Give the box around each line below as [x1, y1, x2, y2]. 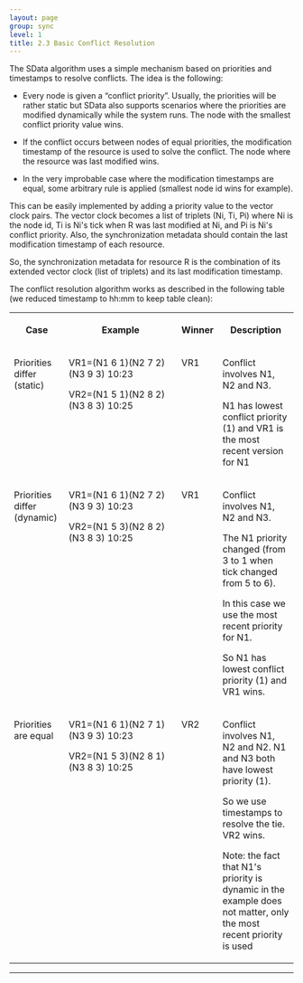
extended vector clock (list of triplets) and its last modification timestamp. [9, 266, 283, 277]
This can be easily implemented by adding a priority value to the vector [9, 201, 274, 212]
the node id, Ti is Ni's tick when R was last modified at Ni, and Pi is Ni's [9, 220, 273, 231]
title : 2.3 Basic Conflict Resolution [9, 38, 155, 48]
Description [229, 324, 282, 336]
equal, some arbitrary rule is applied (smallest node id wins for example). [22, 183, 293, 194]
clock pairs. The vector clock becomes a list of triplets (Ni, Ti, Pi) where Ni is [9, 210, 294, 222]
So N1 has [222, 652, 267, 665]
